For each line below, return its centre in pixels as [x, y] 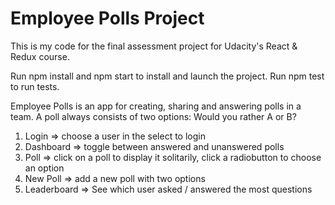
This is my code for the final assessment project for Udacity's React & [154, 46]
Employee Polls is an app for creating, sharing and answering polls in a [156, 106]
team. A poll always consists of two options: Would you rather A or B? [153, 116]
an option [44, 168]
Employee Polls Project [107, 18]
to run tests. [35, 86]
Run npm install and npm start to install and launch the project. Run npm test [167, 76]
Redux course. [40, 56]
